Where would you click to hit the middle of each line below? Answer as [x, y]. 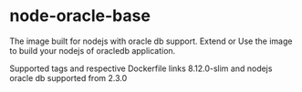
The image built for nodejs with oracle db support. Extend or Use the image [151, 41]
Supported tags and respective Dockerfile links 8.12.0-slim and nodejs [141, 68]
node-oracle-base [80, 16]
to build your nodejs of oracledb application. [93, 50]
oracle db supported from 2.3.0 [68, 77]
